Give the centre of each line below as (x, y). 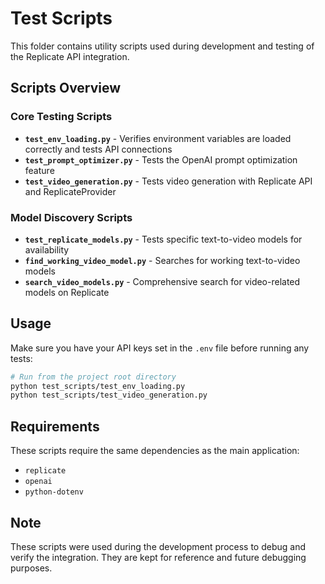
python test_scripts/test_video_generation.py (109, 395)
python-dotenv (54, 492)
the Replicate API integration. (70, 56)
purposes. (31, 568)
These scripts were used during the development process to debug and (158, 546)
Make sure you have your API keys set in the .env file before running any (160, 348)
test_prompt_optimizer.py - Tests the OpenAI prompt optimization (161, 159)
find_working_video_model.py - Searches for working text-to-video (162, 260)
